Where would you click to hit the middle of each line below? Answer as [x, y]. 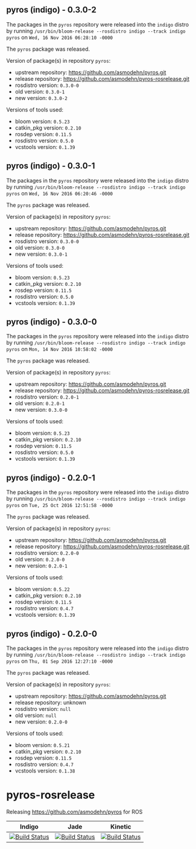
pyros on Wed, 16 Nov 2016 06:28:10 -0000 [60, 37]
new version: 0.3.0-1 [41, 254]
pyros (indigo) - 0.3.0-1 [51, 166]
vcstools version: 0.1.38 [45, 771]
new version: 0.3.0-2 [41, 98]
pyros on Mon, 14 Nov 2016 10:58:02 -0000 [60, 349]
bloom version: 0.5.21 [43, 745]
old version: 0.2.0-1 [40, 403]
